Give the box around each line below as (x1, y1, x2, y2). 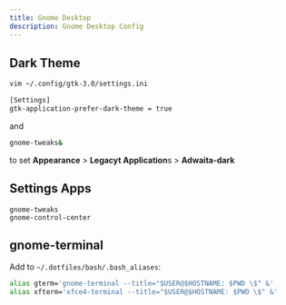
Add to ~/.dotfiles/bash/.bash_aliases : (9, 261, 162, 272)
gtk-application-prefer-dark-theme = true (9, 104, 173, 113)
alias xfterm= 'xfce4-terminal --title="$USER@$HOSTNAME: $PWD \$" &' (9, 288, 279, 297)
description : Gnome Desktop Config (9, 22, 144, 31)
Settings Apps (9, 181, 93, 196)
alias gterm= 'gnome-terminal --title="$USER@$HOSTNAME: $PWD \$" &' (9, 279, 274, 289)
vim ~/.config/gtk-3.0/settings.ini (9, 79, 148, 89)
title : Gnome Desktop (9, 13, 92, 23)
